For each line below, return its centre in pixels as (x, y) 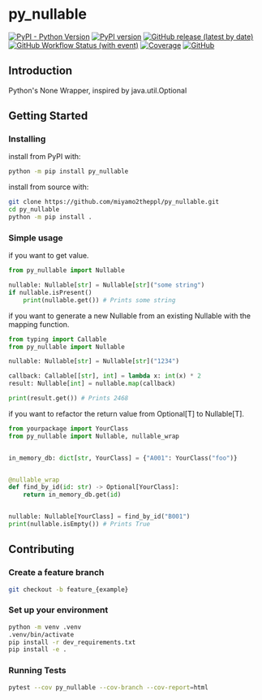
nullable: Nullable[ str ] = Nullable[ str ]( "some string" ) (107, 285)
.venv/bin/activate (41, 634)
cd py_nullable (34, 210)
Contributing (41, 549)
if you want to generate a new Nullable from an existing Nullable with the (130, 315)
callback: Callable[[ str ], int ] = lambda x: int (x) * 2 (105, 376)
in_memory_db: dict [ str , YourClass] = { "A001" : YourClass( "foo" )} (123, 458)
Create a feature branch (56, 573)
